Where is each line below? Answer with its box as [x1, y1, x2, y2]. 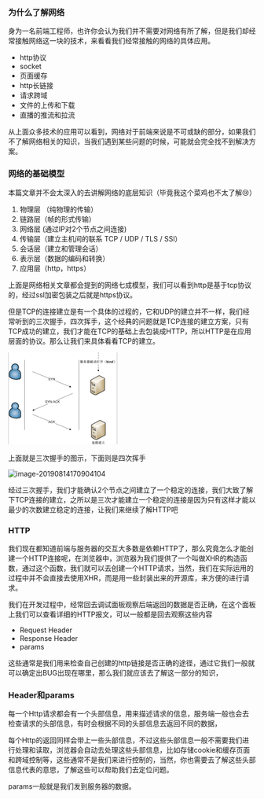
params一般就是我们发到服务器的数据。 [8, 782, 136, 791]
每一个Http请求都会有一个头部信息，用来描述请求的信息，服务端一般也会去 [8, 709, 250, 719]
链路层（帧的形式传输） [19, 214, 96, 223]
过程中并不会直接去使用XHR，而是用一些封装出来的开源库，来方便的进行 [8, 573, 243, 583]
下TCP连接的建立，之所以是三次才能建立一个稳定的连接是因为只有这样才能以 [8, 495, 256, 504]
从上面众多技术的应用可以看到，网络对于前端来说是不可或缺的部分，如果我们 [8, 127, 256, 137]
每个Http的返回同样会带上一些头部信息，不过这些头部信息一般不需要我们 [8, 735, 243, 745]
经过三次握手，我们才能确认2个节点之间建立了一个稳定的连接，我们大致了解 [8, 485, 254, 495]
